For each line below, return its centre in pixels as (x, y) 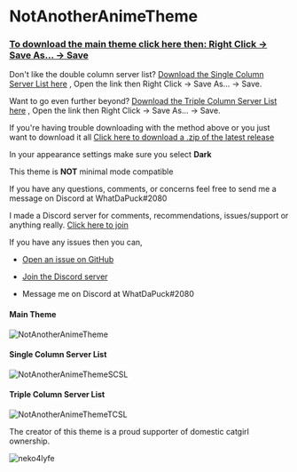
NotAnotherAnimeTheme (104, 16)
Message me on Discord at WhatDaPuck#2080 (108, 294)
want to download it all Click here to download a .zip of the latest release (142, 137)
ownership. (30, 441)
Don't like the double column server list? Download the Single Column (137, 75)
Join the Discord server (65, 276)
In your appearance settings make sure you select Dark (110, 155)
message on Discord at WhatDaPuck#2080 (88, 198)
